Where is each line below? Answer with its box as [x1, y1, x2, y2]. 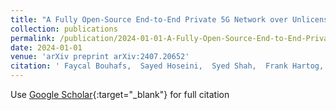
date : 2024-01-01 [10, 42, 83, 53]
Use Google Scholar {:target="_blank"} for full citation [10, 89, 230, 100]
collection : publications [10, 24, 118, 34]
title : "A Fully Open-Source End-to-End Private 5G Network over [10, 14, 288, 25]
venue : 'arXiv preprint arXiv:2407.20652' [10, 52, 190, 62]
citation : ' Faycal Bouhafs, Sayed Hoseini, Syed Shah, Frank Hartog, [10, 61, 325, 71]
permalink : [10, 33, 56, 43]
